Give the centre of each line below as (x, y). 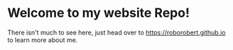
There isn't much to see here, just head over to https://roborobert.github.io (116, 32)
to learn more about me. (43, 39)
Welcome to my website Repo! (99, 13)
